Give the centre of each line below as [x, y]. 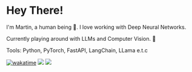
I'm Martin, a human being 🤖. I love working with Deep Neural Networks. [96, 27]
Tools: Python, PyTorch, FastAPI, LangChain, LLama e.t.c [77, 50]
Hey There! [35, 10]
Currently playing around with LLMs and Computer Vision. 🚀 [81, 38]
